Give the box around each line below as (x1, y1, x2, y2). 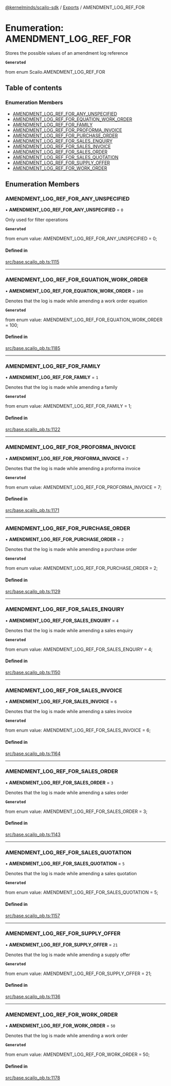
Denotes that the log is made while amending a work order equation (5, 298, 148, 304)
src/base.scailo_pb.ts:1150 (5, 670, 61, 676)
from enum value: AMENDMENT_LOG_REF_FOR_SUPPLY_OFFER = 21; (5, 970, 152, 977)
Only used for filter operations (5, 217, 69, 223)
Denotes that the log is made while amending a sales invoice (5, 708, 132, 715)
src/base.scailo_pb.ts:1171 (5, 507, 60, 514)
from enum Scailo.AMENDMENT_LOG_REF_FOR (5, 69, 105, 75)
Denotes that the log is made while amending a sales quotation (5, 871, 137, 877)
